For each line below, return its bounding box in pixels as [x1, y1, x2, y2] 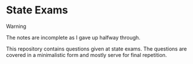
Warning [6, 23, 26, 30]
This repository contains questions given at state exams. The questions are [6, 45, 187, 52]
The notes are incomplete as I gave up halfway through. [6, 34, 140, 41]
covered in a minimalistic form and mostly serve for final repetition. [6, 51, 167, 58]
